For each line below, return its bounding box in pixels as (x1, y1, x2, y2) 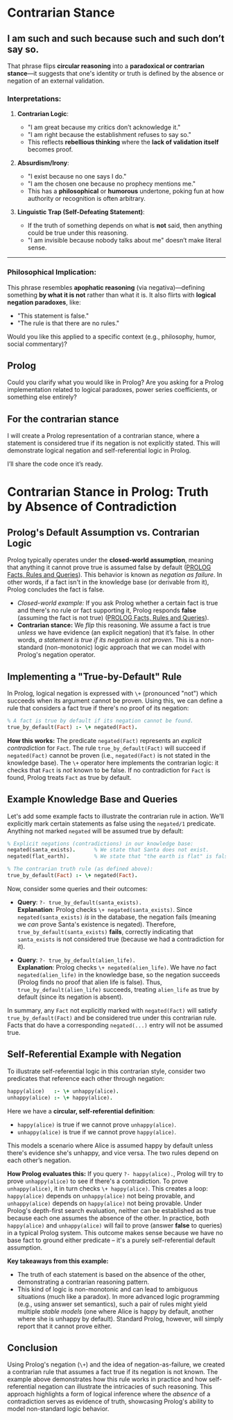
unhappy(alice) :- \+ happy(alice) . (7, 1094, 113, 1101)
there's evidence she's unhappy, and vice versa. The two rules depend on (7, 1148, 219, 1157)
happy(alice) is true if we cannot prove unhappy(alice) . (17, 1120, 177, 1129)
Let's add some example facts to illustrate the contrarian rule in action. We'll (7, 812, 224, 820)
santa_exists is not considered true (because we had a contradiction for (17, 935, 225, 943)
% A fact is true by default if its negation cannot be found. (7, 717, 194, 724)
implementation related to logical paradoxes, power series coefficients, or (7, 386, 218, 394)
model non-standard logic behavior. (7, 1405, 110, 1413)
